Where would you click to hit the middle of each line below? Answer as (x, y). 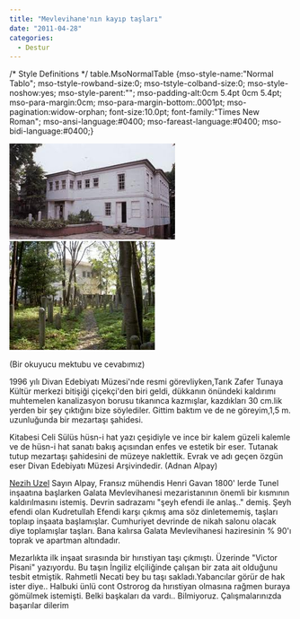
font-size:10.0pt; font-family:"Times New (185, 112)
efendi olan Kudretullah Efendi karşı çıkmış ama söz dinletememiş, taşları (144, 512)
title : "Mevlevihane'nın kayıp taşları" (86, 19)
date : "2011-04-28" (46, 28)
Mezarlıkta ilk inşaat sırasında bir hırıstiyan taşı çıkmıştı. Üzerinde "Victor (144, 558)
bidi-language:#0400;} (52, 131)
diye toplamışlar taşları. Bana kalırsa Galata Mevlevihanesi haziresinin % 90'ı (150, 531)
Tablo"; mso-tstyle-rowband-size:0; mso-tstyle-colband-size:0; (128, 83)
